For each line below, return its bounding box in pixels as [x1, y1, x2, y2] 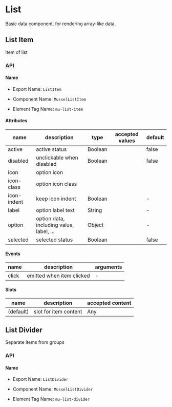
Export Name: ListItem [12, 86, 61, 92]
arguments [95, 263, 122, 270]
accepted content [87, 299, 132, 306]
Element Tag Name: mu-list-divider [12, 396, 90, 402]
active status [36, 146, 67, 153]
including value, [36, 222, 74, 229]
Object [88, 222, 104, 229]
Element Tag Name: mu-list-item [12, 106, 83, 112]
